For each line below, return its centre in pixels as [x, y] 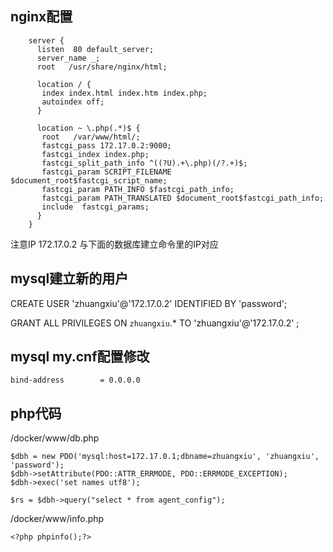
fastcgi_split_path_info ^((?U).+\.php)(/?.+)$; [144, 163]
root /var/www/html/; [91, 137]
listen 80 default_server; [95, 49]
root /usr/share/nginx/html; [102, 67]
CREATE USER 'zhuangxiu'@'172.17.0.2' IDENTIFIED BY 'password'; [149, 303]
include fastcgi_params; [95, 207]
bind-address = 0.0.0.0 [75, 380]
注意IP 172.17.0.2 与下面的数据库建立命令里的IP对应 [114, 244]
